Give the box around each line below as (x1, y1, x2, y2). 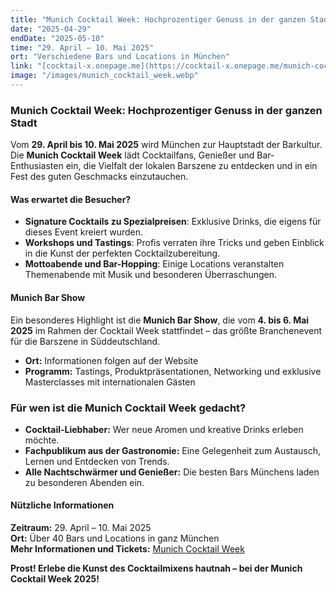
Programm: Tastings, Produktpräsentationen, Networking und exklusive (24, 365, 322, 377)
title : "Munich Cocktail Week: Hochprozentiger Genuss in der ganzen (10, 14, 307, 25)
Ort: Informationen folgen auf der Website (24, 354, 199, 366)
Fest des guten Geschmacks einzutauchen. (10, 171, 189, 183)
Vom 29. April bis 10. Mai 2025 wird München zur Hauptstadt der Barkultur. (10, 139, 323, 151)
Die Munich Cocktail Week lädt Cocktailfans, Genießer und (10, 149, 255, 161)
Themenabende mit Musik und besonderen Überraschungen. (24, 269, 278, 281)
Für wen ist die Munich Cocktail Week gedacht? (10, 401, 247, 415)
